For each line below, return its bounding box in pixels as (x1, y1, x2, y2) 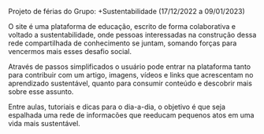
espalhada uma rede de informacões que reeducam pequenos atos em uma (8, 110, 255, 120)
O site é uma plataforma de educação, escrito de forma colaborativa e (8, 22, 236, 31)
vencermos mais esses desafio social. (8, 47, 132, 56)
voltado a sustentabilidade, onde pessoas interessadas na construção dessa (8, 31, 257, 39)
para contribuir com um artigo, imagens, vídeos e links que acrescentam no (8, 71, 254, 79)
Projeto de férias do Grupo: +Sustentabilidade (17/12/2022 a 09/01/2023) (8, 7, 246, 16)
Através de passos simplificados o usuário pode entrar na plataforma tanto (8, 62, 251, 71)
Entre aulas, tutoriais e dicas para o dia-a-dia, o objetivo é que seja (8, 102, 226, 111)
